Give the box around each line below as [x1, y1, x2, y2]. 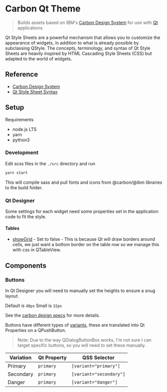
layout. [5, 293, 19, 299]
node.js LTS [12, 126, 37, 132]
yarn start [5, 170, 28, 175]
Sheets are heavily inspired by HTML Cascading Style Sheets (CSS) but [5, 50, 152, 56]
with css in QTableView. [12, 247, 61, 253]
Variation [9, 354, 32, 361]
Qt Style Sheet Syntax [12, 88, 58, 95]
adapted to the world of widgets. [5, 55, 72, 61]
